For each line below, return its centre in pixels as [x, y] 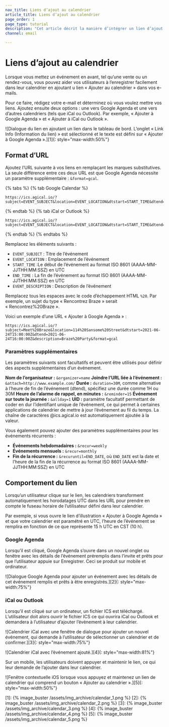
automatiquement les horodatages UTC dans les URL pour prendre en [77, 501]
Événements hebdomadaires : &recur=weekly [60, 446]
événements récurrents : [31, 436]
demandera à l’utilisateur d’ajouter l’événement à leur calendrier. [71, 622]
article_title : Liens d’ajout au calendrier [53, 15]
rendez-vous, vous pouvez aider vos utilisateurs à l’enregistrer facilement [81, 82]
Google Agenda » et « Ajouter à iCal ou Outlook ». [57, 119]
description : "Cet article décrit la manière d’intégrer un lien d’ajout [84, 29]
